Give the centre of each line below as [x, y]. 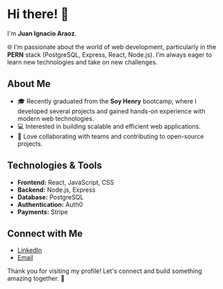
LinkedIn [30, 250]
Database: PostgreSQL [50, 197]
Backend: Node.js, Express [56, 190]
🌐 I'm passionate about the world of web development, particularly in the [112, 47]
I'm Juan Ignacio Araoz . [42, 33]
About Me [29, 84]
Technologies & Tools [55, 166]
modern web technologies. [56, 118]
